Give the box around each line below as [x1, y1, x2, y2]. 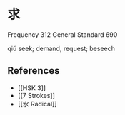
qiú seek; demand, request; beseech [7, 44, 116, 53]
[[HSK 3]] [17, 83, 46, 92]
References [7, 65, 60, 77]
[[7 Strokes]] [17, 91, 55, 99]
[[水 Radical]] [17, 99, 57, 108]
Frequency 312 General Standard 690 [7, 30, 118, 39]
